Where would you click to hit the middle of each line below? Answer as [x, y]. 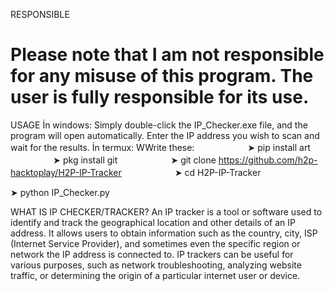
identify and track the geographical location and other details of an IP [153, 222]
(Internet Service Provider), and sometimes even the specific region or [155, 243]
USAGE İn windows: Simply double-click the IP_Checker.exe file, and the [159, 125]
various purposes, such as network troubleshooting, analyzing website [156, 265]
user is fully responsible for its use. [160, 97]
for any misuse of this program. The [162, 76]
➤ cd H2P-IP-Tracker [218, 172]
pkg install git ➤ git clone [140, 160]
